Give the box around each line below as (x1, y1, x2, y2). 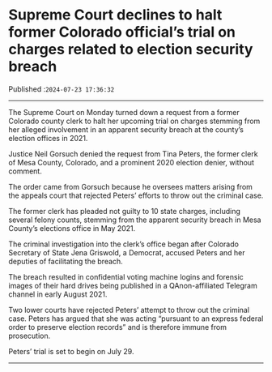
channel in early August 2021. (8, 289, 108, 299)
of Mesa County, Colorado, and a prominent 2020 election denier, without (8, 157, 255, 167)
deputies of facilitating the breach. (8, 256, 123, 266)
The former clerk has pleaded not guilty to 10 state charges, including (8, 206, 241, 216)
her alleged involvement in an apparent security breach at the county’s (8, 124, 244, 135)
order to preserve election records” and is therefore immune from (8, 322, 227, 331)
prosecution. (8, 331, 51, 340)
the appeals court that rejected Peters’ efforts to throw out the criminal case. (8, 190, 264, 200)
